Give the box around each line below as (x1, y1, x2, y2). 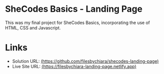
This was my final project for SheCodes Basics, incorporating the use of (5, 20, 150, 25)
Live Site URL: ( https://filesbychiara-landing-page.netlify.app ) (12, 63, 137, 69)
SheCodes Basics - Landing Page (5, 3, 143, 15)
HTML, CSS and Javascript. (5, 25, 61, 30)
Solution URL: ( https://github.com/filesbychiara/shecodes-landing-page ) (12, 58, 159, 64)
